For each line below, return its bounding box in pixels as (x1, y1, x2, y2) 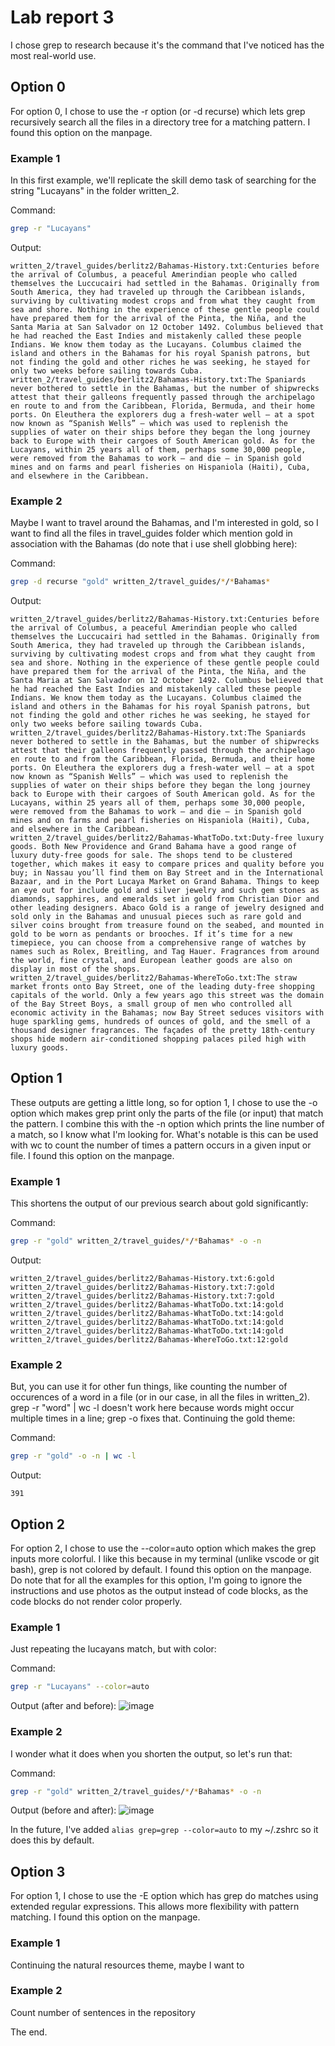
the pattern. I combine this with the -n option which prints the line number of (10, 1117, 325, 1130)
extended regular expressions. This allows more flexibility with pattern (10, 1901, 300, 1913)
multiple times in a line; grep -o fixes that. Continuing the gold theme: (10, 1412, 296, 1425)
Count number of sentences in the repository (10, 2006, 196, 2018)
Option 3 (10, 1863, 66, 1880)
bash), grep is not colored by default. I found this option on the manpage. (10, 1564, 312, 1576)
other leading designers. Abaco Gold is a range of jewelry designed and (10, 903, 325, 913)
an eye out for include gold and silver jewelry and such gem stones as (10, 886, 320, 896)
